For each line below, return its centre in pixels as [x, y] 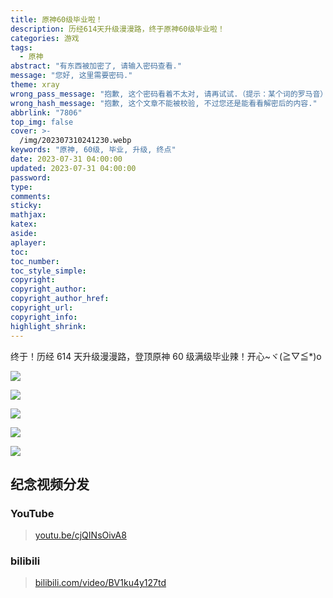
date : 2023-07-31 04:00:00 [66, 159]
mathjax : [28, 215]
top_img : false [42, 122]
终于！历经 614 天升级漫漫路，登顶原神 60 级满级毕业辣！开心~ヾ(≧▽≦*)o [166, 356]
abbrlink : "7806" [46, 112]
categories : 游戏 [45, 38]
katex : [24, 224]
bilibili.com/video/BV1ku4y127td [100, 583]
